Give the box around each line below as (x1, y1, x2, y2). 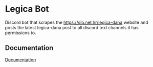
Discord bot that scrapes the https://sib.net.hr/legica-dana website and (5, 19, 148, 25)
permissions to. (5, 30, 36, 35)
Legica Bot (5, 3, 49, 15)
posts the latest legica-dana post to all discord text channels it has (5, 24, 139, 30)
